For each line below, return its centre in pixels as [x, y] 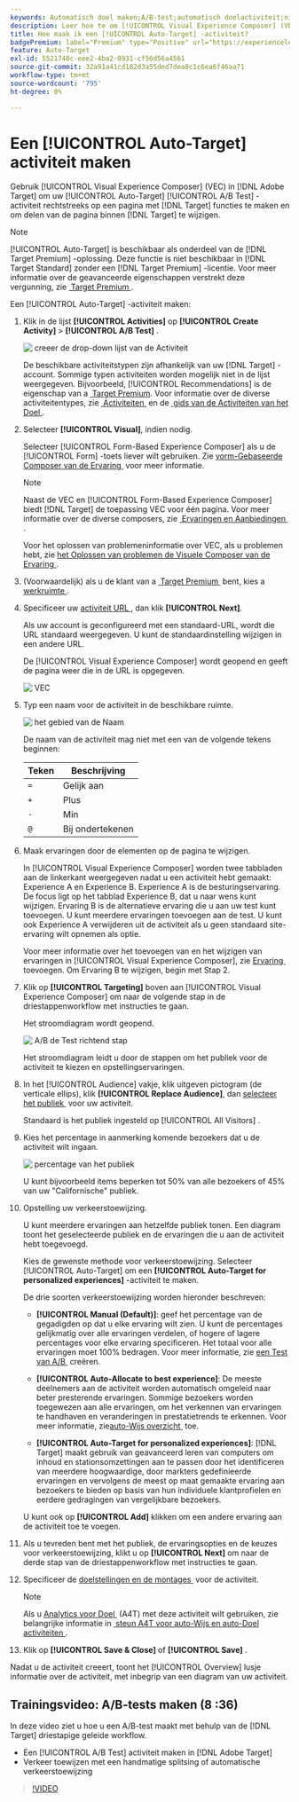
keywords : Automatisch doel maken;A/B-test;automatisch [115, 17]
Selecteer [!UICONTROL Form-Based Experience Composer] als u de [149, 447]
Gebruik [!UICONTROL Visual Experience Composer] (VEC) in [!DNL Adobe [147, 186]
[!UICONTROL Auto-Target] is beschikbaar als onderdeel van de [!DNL [138, 249]
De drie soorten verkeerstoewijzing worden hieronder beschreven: [144, 1297]
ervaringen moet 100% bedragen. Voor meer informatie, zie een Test [161, 1352]
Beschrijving [98, 771]
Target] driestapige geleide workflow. [79, 1735]
